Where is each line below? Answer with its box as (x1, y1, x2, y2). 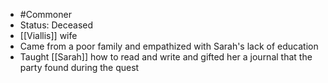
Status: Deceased (19, 19, 94, 31)
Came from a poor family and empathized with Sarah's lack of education (19, 40, 319, 52)
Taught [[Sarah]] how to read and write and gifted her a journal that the (19, 51, 313, 63)
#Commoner (19, 9, 72, 20)
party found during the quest (19, 62, 140, 73)
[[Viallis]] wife (19, 30, 78, 41)
